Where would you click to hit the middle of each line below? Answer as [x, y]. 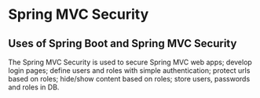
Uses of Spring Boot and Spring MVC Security [123, 44]
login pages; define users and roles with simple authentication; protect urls [129, 71]
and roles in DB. [34, 87]
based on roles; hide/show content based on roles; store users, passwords [129, 79]
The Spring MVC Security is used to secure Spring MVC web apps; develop [130, 62]
